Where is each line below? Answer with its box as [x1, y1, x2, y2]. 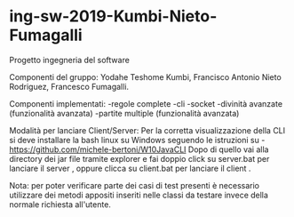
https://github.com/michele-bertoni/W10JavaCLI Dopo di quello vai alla [9, 144, 269, 155]
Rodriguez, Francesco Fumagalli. [9, 81, 130, 92]
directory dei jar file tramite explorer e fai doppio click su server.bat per [9, 153, 270, 164]
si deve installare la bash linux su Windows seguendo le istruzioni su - [9, 134, 266, 145]
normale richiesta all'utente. [9, 198, 111, 210]
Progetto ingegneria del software [9, 54, 131, 65]
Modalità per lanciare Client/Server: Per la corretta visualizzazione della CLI [9, 125, 286, 135]
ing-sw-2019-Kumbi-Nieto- [9, 6, 218, 27]
